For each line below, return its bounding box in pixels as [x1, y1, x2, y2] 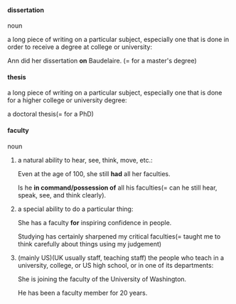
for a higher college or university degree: [7, 96, 127, 104]
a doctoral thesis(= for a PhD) [7, 110, 95, 119]
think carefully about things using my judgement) [17, 239, 162, 248]
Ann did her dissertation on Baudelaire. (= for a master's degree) [7, 57, 197, 65]
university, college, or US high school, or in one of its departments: [17, 261, 214, 269]
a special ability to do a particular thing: [17, 205, 134, 213]
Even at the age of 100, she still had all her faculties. [17, 169, 171, 178]
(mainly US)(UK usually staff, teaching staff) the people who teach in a [17, 253, 225, 262]
